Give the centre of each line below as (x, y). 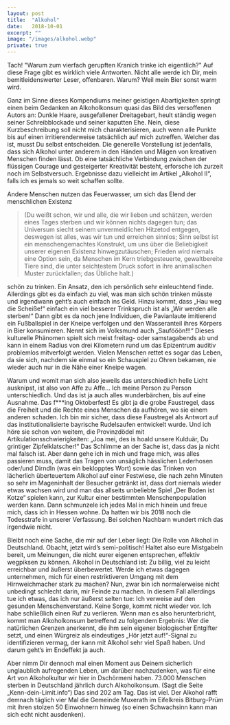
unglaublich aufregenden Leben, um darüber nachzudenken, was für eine (111, 671)
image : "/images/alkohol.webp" (52, 39)
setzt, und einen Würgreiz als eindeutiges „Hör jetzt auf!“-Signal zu (102, 635)
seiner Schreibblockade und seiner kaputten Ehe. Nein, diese (93, 122)
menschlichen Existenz (40, 201)
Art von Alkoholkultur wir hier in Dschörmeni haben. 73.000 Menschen (107, 678)
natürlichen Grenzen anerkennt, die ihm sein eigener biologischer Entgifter (112, 628)
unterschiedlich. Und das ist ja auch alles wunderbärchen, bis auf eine (106, 395)
